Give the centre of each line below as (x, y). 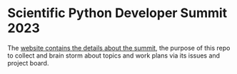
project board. (28, 63)
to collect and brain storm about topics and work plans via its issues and (114, 55)
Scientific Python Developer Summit (117, 13)
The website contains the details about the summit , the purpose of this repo (119, 48)
